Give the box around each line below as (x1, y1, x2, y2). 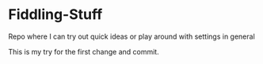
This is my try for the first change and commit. (8, 47, 160, 56)
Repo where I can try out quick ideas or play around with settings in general (8, 32, 255, 41)
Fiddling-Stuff (8, 6, 103, 24)
